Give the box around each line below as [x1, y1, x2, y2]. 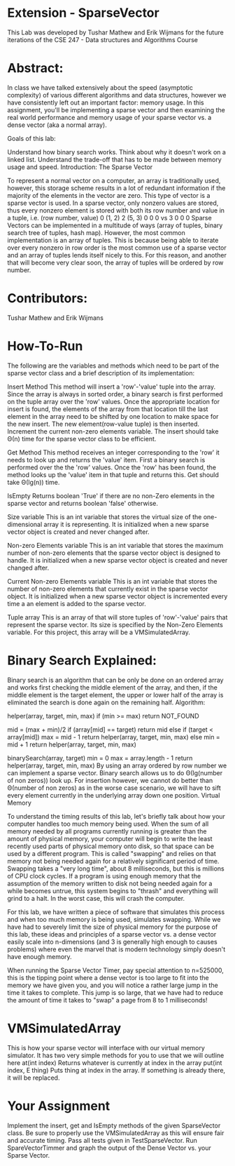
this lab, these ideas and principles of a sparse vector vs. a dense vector [7, 930, 217, 938]
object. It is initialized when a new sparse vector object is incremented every [7, 591, 228, 601]
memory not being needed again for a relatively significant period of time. [7, 857, 220, 865]
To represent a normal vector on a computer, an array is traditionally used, [7, 176, 221, 185]
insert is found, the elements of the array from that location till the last [7, 405, 208, 413]
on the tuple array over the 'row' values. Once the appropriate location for [7, 397, 220, 406]
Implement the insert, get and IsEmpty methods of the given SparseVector [7, 1121, 221, 1130]
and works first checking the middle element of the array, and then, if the [7, 683, 218, 692]
